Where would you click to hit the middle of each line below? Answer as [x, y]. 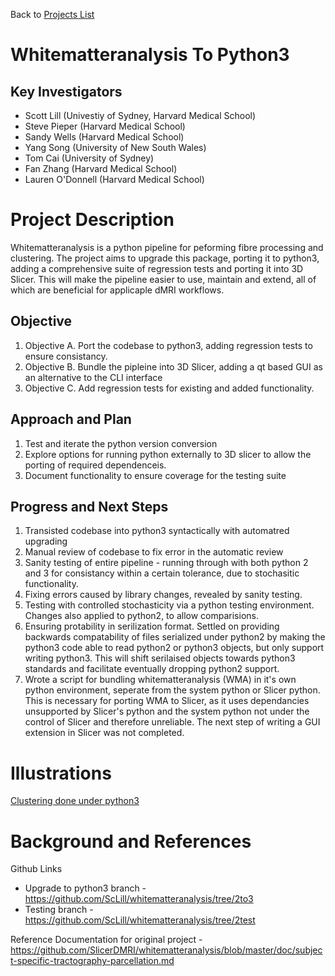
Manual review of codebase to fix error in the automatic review [154, 552]
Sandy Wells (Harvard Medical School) [104, 137]
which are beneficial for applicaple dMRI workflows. [117, 290]
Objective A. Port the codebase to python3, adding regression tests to [168, 345]
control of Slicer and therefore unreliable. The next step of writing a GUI [172, 722]
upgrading [46, 541]
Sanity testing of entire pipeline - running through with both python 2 [166, 563]
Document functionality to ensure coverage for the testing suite [155, 475]
